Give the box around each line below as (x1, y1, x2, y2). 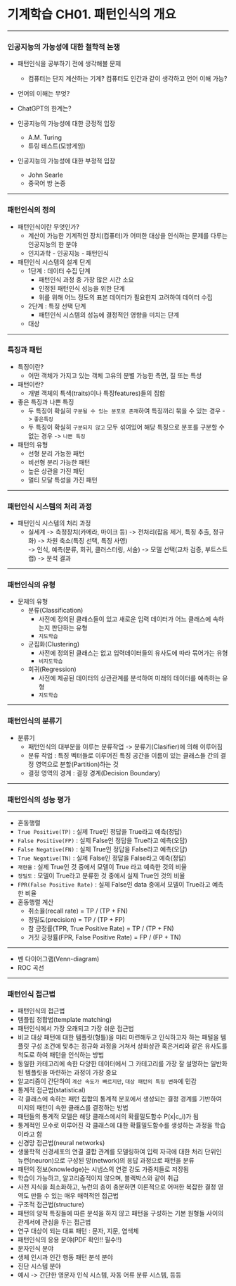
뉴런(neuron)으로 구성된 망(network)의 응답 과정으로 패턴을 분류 (17, 1156, 195, 1165)
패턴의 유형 (17, 440, 48, 449)
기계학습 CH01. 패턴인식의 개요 (7, 6, 177, 23)
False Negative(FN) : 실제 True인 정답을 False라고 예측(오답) (17, 845, 188, 854)
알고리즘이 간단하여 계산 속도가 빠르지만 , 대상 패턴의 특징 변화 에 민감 (17, 1077, 197, 1085)
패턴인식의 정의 (7, 205, 56, 215)
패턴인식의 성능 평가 (7, 794, 71, 804)
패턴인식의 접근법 (17, 1006, 65, 1015)
